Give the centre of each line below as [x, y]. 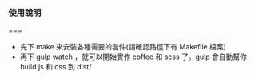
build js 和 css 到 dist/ [56, 67]
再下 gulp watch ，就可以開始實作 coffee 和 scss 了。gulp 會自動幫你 [133, 57]
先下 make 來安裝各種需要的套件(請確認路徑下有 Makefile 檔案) [123, 47]
